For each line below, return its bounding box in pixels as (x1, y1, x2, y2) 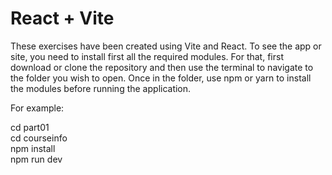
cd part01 (10, 121, 50, 133)
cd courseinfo (10, 132, 68, 144)
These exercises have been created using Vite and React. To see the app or (10, 40, 322, 52)
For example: (10, 102, 65, 114)
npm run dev (10, 153, 63, 165)
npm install (10, 142, 56, 154)
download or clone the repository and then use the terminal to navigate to (10, 61, 314, 73)
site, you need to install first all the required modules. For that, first (10, 50, 284, 62)
